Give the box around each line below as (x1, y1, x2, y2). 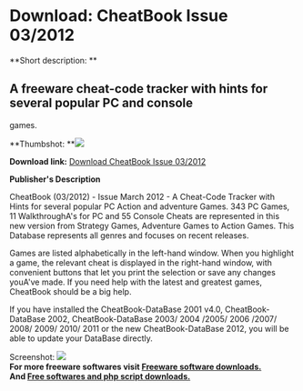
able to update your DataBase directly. (9, 333, 153, 344)
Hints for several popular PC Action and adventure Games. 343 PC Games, (9, 201, 290, 212)
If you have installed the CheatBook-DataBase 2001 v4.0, (9, 304, 223, 315)
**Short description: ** (9, 55, 97, 65)
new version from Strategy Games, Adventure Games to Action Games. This (9, 220, 295, 231)
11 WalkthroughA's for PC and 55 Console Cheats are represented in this (9, 210, 280, 221)
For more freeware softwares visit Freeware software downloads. (9, 361, 262, 372)
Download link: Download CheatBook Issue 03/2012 (9, 155, 207, 166)
